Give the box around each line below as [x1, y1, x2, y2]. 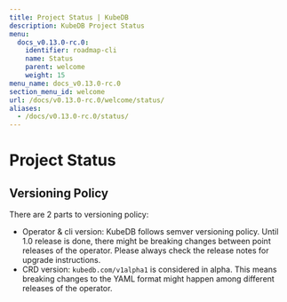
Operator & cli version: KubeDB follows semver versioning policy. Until [21, 226, 279, 237]
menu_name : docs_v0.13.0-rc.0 [9, 79, 122, 88]
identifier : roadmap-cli [25, 46, 117, 55]
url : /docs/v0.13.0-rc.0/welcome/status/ [9, 95, 165, 105]
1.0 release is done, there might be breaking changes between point [21, 236, 271, 247]
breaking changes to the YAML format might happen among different [21, 274, 275, 284]
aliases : [9, 104, 42, 113]
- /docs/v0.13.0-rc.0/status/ [17, 112, 129, 121]
